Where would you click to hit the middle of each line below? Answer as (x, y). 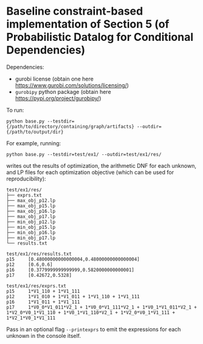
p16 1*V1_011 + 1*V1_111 (43, 302)
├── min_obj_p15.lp (31, 227)
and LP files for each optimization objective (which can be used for (90, 172)
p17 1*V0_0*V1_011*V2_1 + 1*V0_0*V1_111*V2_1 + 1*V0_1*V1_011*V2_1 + (102, 307)
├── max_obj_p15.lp (31, 206)
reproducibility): (26, 179)
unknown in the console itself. (44, 335)
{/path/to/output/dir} (35, 132)
